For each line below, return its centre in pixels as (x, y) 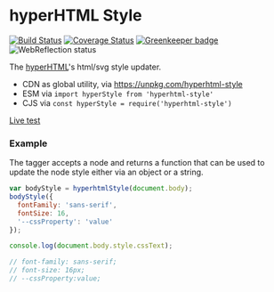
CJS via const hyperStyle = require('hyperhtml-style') (127, 102)
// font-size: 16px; (48, 271)
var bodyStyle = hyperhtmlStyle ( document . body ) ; (101, 189)
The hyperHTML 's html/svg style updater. (85, 67)
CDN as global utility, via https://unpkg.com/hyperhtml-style (132, 84)
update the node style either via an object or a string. (106, 172)
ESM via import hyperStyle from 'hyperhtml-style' (118, 93)
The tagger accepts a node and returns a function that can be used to (137, 163)
